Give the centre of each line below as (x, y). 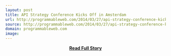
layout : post (19, 10)
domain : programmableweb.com (36, 29)
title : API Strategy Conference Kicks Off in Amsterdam (66, 15)
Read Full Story (85, 48)
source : (13, 24)
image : (12, 34)
